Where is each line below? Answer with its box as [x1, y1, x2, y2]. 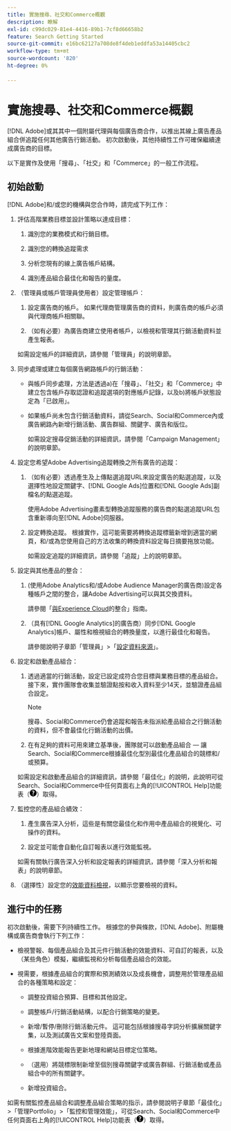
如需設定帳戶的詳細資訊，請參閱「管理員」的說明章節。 [17, 350, 175, 359]
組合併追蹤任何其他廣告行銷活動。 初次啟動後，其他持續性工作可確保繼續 [7, 135, 215, 143]
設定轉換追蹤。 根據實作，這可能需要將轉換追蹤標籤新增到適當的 [27, 528, 212, 536]
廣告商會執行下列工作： [19, 932, 86, 940]
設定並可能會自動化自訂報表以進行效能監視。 [27, 843, 156, 851]
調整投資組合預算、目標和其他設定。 [27, 993, 131, 1002]
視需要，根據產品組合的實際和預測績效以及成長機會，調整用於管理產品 [17, 970, 218, 978]
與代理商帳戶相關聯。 [27, 312, 89, 320]
